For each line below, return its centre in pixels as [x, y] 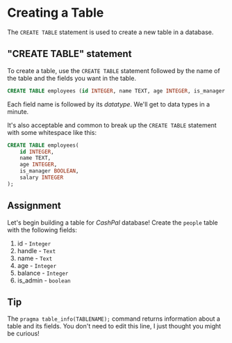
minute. [18, 111]
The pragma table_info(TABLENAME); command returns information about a [114, 319]
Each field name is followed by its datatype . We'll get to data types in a [109, 104]
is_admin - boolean [44, 280]
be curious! [23, 334]
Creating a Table [56, 13]
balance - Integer [43, 273]
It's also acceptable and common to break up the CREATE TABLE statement [112, 125]
